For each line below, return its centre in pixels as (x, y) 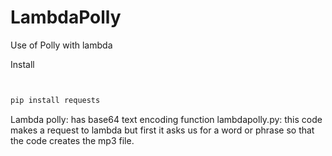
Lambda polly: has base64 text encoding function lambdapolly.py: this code (166, 119)
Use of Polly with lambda (61, 45)
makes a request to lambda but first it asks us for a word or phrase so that (162, 130)
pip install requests (55, 100)
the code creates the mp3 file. (72, 140)
